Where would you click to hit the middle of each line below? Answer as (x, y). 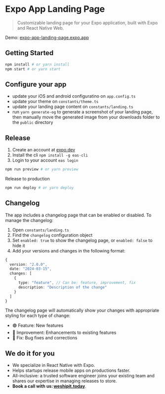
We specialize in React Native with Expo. (54, 365)
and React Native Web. (41, 28)
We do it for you (30, 353)
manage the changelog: (29, 220)
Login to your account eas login (45, 160)
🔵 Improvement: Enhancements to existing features (64, 333)
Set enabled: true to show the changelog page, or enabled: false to (82, 240)
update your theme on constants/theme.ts (55, 102)
